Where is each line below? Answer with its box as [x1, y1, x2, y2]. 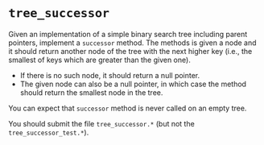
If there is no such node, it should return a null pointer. [19, 70, 200, 80]
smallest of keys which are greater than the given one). [8, 55, 191, 64]
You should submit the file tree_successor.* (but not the [8, 118, 195, 128]
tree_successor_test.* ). [8, 127, 89, 137]
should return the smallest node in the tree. [19, 87, 163, 97]
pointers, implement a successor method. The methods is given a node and [8, 38, 257, 48]
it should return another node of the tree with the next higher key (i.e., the [8, 46, 253, 56]
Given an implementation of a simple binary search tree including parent [8, 29, 248, 39]
